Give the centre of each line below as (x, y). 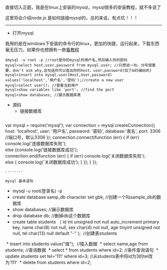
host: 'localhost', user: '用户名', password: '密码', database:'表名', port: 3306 (83, 131)
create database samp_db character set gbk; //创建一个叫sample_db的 (84, 197)
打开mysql (23, 33)
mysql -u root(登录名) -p (37, 191)
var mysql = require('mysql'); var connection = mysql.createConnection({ (80, 125)
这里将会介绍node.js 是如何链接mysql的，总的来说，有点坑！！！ (72, 18)
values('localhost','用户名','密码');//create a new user (65, 80)
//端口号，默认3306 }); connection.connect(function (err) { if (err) (72, 137)
